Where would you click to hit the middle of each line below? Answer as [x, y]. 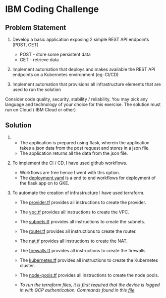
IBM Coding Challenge [52, 9]
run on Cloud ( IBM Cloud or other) [40, 110]
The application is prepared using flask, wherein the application [84, 142]
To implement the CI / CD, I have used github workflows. [70, 163]
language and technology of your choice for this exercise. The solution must [83, 104]
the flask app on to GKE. [44, 183]
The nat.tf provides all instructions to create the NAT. [74, 241]
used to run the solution [36, 90]
